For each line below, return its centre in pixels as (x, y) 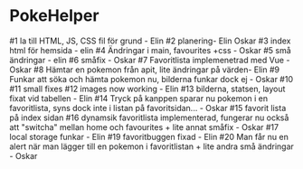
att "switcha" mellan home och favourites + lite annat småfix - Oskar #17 (144, 127)
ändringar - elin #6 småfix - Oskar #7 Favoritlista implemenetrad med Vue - (150, 60)
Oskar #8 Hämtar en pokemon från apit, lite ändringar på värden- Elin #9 (145, 70)
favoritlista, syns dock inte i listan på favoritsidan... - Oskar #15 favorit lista (148, 108)
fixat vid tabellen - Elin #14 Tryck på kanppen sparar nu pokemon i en (139, 98)
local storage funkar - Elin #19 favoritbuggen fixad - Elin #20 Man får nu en (149, 136)
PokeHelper (54, 16)
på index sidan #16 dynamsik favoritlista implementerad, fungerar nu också (149, 117)
